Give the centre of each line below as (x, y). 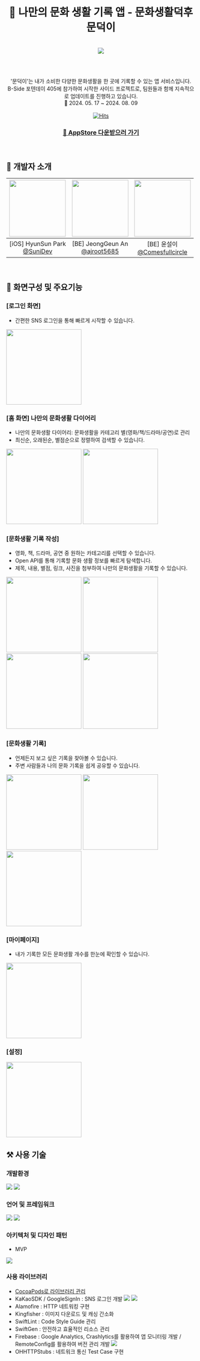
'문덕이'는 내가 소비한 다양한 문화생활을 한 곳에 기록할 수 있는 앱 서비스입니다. (101, 81)
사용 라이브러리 (27, 1277)
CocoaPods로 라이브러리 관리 (50, 1291)
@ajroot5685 (100, 251)
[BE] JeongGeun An (100, 244)
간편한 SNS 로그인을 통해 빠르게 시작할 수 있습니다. (75, 320)
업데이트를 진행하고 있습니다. (104, 96)
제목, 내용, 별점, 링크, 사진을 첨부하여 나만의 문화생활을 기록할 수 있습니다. (101, 568)
